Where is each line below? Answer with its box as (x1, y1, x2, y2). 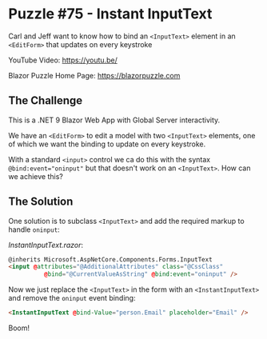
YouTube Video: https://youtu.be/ (8, 55, 118, 65)
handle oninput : (8, 225, 60, 234)
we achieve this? (8, 171, 64, 181)
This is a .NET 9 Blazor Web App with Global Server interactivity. (8, 115, 221, 125)
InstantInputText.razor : (8, 240, 84, 249)
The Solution (8, 195, 74, 209)
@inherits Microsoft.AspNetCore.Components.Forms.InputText (8, 255, 213, 264)
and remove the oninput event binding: (8, 293, 136, 303)
